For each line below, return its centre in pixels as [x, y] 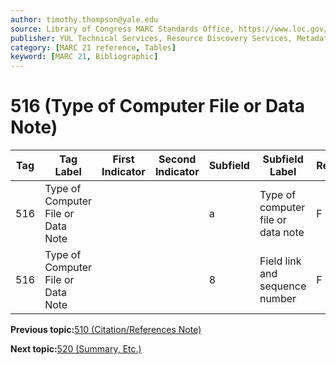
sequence [283, 286]
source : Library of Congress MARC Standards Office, [122, 29]
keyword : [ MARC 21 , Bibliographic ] [84, 57]
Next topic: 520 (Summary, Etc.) [76, 349]
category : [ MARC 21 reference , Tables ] [93, 47]
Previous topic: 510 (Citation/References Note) [106, 330]
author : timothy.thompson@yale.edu [84, 19]
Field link [280, 261]
